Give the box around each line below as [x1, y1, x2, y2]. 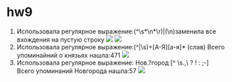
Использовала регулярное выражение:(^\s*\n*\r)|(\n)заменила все [16, 27, 217, 35]
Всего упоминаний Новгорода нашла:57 [16, 67, 137, 75]
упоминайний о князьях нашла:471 [16, 51, 121, 59]
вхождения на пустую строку [16, 35, 105, 44]
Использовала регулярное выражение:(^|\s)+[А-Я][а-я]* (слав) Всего [16, 42, 225, 51]
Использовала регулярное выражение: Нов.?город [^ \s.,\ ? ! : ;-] [16, 58, 210, 67]
